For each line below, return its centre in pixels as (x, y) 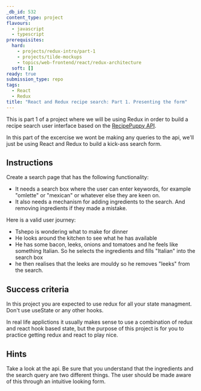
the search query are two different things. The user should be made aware (99, 375)
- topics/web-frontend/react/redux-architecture (79, 62)
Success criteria (38, 289)
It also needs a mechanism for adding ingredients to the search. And (100, 202)
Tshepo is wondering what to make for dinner (72, 232)
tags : (13, 85)
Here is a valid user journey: (41, 220)
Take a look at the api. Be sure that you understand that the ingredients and (100, 369)
